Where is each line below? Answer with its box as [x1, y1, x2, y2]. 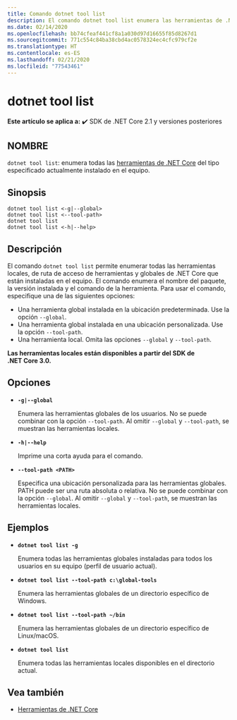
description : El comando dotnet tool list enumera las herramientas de [7, 17, 222, 24]
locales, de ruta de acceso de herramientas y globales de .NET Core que [7, 269, 219, 277]
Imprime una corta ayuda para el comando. [17, 451, 143, 460]
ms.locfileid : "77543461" [7, 63, 83, 70]
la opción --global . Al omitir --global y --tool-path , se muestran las [17, 494, 217, 502]
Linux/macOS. [17, 631, 59, 640]
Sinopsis [7, 186, 47, 198]
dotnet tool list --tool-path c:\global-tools [17, 576, 157, 584]
